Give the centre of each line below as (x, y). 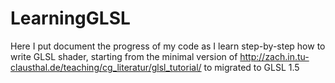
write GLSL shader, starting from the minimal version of (124, 56)
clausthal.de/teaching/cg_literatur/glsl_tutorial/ (106, 67)
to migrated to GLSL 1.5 (251, 67)
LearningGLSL (70, 18)
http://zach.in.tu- (274, 56)
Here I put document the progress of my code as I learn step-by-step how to (168, 46)
